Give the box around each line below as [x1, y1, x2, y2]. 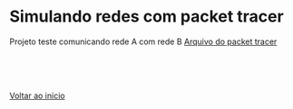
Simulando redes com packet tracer [9, 6, 284, 27]
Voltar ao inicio [9, 90, 65, 101]
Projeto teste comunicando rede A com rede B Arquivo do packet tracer [9, 36, 278, 47]
